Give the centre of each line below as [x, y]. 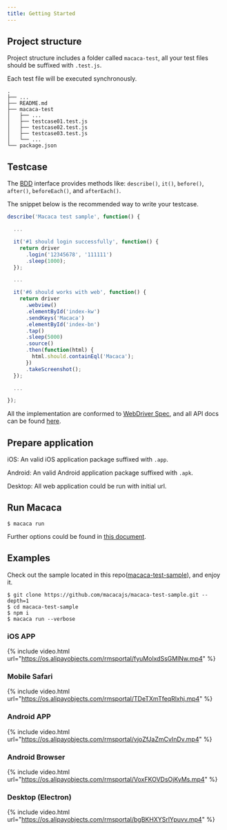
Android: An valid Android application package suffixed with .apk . [100, 473]
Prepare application [50, 443]
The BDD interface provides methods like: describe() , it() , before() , [106, 184]
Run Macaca [34, 508]
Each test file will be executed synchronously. [72, 79]
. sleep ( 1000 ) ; [46, 261]
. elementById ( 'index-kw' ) [62, 311]
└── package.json [32, 146]
